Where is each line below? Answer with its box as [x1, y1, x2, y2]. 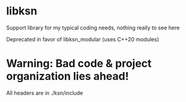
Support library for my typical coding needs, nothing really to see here [6, 24, 180, 31]
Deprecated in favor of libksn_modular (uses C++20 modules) [6, 35, 160, 43]
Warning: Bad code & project [6, 57, 152, 70]
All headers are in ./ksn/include [6, 89, 83, 97]
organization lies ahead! [6, 70, 129, 83]
